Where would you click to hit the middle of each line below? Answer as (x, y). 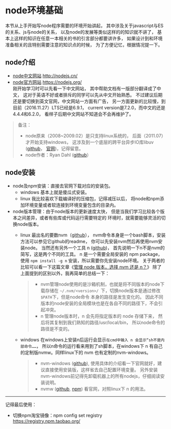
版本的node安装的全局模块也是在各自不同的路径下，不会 (99, 303)
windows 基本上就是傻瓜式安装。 (55, 192)
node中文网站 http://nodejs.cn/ (45, 76)
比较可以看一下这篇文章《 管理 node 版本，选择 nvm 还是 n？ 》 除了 (91, 267)
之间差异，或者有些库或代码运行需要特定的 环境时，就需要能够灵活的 (89, 218)
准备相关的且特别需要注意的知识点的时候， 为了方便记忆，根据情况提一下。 (84, 44)
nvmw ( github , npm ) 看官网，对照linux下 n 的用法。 (94, 389)
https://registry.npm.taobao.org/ (46, 421)
